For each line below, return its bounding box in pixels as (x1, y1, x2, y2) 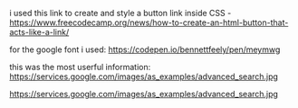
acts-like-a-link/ (9, 27, 70, 37)
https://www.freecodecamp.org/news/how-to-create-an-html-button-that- (9, 17, 289, 28)
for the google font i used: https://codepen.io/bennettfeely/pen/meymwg (9, 44, 281, 55)
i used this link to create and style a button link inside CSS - (9, 8, 232, 18)
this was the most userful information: (9, 62, 151, 72)
